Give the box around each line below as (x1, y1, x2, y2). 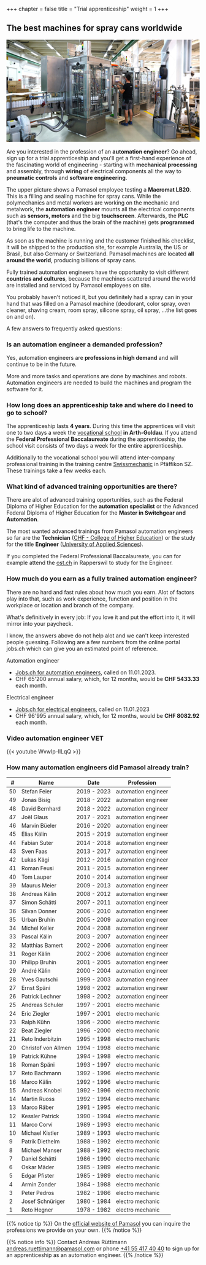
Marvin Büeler (21, 822, 57, 830)
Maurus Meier (21, 881, 57, 889)
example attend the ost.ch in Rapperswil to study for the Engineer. (6, 559, 174, 567)
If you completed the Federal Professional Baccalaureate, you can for (6, 553, 181, 560)
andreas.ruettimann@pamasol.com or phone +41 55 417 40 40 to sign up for (6, 1245, 200, 1252)
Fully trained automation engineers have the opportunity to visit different (6, 268, 189, 276)
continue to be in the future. (6, 360, 77, 368)
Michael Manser (21, 1146, 63, 1154)
